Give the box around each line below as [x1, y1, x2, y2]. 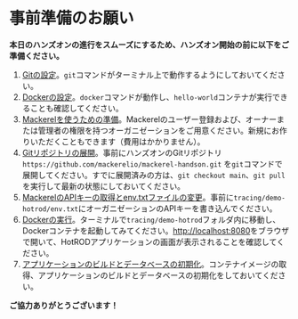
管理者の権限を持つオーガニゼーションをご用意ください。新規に [37, 125, 272, 135]
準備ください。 [9, 50, 64, 61]
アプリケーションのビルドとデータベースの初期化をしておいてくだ [37, 269, 278, 281]
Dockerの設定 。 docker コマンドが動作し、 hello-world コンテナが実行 [21, 91, 273, 102]
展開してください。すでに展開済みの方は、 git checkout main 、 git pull [21, 169, 286, 180]
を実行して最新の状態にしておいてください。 [21, 180, 185, 192]
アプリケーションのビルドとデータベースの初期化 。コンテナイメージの [21, 258, 279, 269]
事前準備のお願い [9, 8, 135, 29]
